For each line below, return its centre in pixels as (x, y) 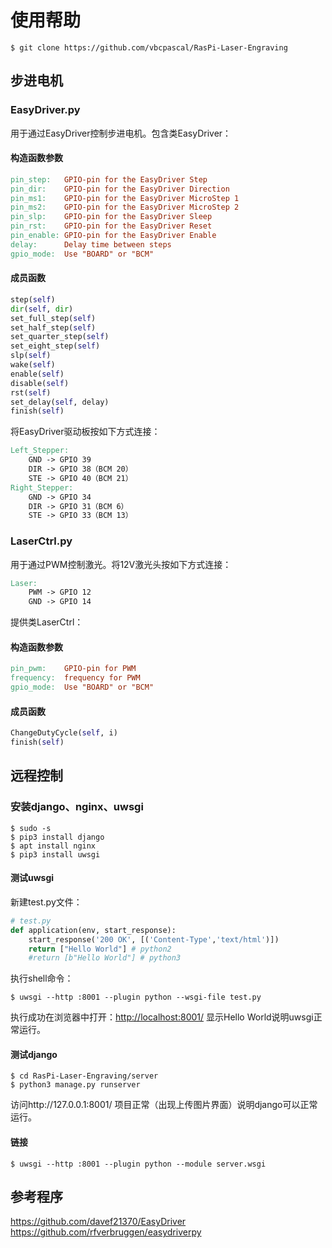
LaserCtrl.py (41, 541)
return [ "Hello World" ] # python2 (100, 949)
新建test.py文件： (46, 902)
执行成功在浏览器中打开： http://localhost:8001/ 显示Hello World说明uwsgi (162, 1017)
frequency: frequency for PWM (75, 678)
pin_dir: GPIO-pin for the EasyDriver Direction (120, 189)
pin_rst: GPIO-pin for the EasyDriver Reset (111, 226)
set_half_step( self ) (53, 327)
